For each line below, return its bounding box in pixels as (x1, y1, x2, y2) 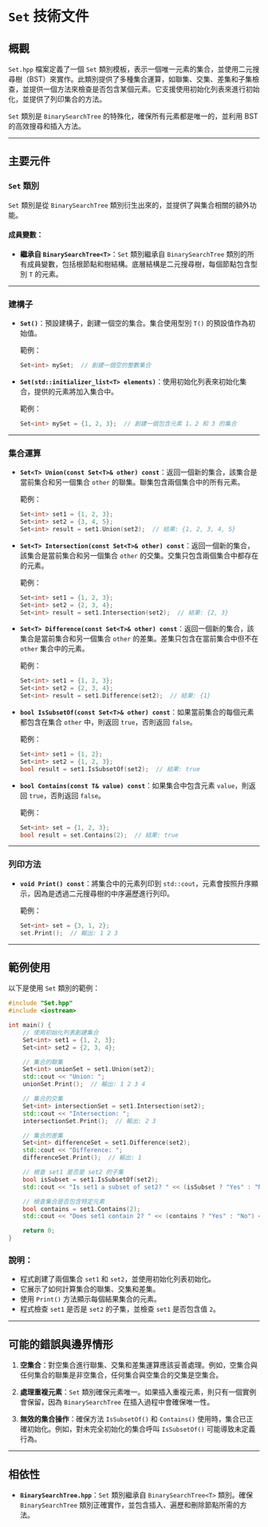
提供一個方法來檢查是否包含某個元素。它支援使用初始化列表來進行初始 (29, 85, 260, 94)
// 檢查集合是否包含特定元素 (22, 1197, 105, 1205)
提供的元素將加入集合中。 (33, 387, 118, 397)
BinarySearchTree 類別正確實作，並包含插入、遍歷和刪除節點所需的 (19, 1501, 241, 1510)
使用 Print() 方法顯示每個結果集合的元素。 (19, 1294, 161, 1304)
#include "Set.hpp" (8, 999, 73, 1008)
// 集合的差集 (22, 1131, 64, 1140)
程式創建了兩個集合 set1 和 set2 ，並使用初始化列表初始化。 (19, 1274, 215, 1284)
